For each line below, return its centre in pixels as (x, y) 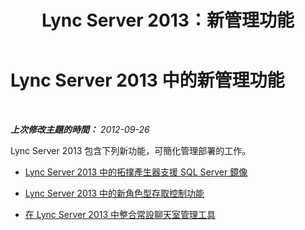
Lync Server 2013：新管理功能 (168, 20)
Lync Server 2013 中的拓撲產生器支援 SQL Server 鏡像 (136, 172)
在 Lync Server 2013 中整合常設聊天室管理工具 (120, 214)
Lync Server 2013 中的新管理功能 (147, 80)
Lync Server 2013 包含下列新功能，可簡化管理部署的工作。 (131, 150)
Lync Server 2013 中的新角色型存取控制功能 (114, 193)
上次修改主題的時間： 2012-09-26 (80, 129)
